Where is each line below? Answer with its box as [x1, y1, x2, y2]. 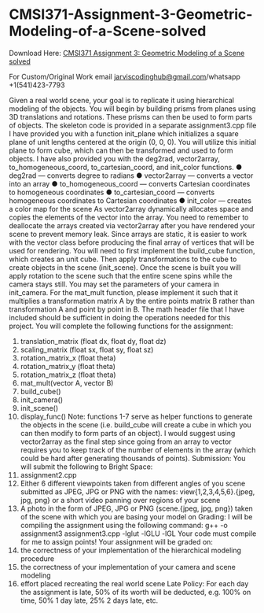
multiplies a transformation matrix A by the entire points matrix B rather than [9, 296, 255, 305]
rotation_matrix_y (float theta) [20, 361, 116, 371]
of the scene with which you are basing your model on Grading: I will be [20, 511, 253, 521]
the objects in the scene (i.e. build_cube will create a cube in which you [20, 419, 251, 430]
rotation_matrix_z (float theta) [20, 370, 116, 379]
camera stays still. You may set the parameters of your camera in [9, 279, 219, 289]
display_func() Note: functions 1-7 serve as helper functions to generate [20, 412, 253, 421]
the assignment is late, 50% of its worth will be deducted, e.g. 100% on [20, 587, 251, 596]
